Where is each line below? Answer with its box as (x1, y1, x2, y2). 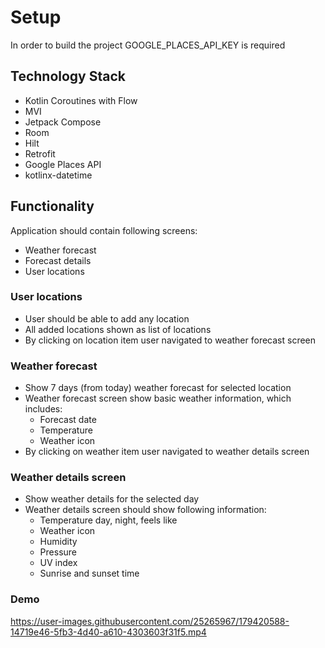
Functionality (10, 198, 95, 215)
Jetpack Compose (24, 116, 102, 128)
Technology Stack (10, 68, 126, 85)
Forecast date (39, 414, 97, 426)
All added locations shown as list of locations (24, 323, 212, 335)
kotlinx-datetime (24, 169, 93, 181)
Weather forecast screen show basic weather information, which (24, 392, 292, 405)
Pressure (39, 546, 77, 558)
